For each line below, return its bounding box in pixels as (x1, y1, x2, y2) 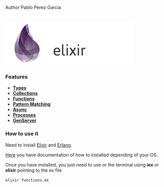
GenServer (12, 118, 37, 124)
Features (5, 74, 28, 81)
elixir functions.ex (5, 177, 50, 183)
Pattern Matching (12, 101, 51, 107)
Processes (12, 112, 36, 118)
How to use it (5, 130, 38, 137)
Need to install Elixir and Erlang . (5, 142, 73, 148)
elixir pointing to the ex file (5, 167, 62, 173)
